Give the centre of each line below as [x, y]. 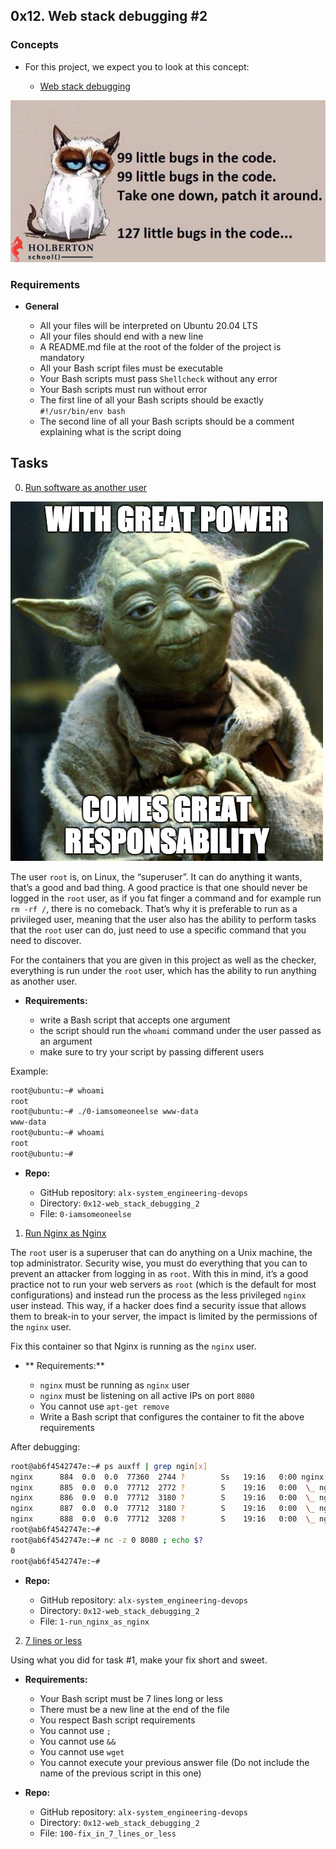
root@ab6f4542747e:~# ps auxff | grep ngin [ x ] [109, 1466]
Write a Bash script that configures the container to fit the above [172, 1416]
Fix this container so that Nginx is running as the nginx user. [133, 1346]
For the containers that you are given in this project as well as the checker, [163, 960]
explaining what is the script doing [110, 431]
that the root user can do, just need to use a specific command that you [158, 930]
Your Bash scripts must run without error [123, 389]
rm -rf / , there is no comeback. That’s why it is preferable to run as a [154, 908]
